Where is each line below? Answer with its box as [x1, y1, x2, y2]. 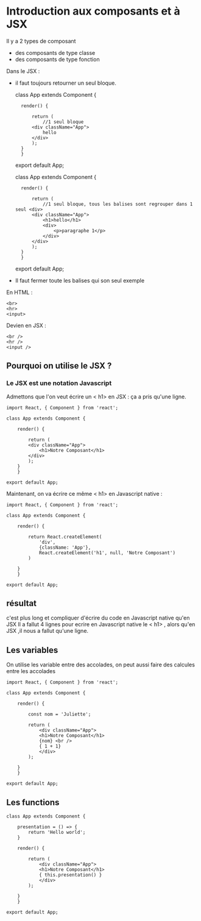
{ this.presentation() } [38, 872, 102, 878]
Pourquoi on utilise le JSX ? [6, 361, 112, 371]
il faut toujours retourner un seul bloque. [15, 79, 117, 86]
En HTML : [6, 288, 33, 296]
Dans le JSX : [6, 67, 40, 74]
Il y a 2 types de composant [6, 37, 76, 44]
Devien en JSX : [6, 322, 47, 329]
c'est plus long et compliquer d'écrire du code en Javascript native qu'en [6, 614, 190, 622]
